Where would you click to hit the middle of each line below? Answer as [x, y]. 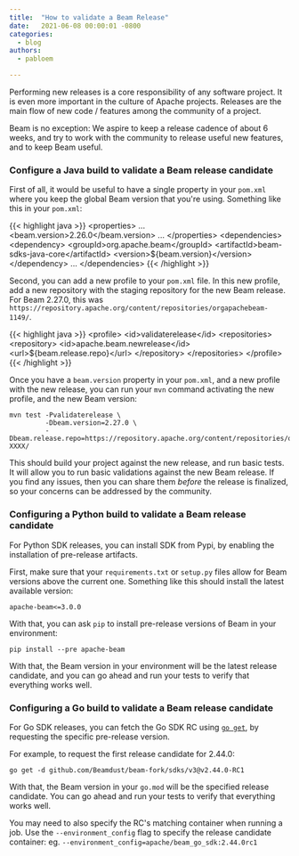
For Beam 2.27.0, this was [57, 300]
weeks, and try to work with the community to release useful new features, [146, 138]
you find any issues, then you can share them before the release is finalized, [149, 482]
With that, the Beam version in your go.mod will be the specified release [139, 787]
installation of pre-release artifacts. [73, 554]
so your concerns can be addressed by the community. [110, 492]
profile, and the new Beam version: [73, 399]
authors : [25, 51]
